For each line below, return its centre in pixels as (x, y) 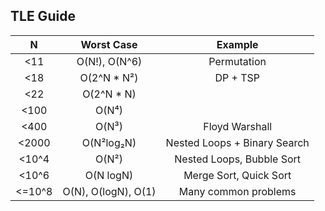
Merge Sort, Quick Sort (237, 175)
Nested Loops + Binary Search (237, 142)
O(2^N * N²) (109, 77)
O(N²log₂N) (109, 142)
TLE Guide (43, 16)
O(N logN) (109, 175)
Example (237, 44)
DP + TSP (237, 77)
